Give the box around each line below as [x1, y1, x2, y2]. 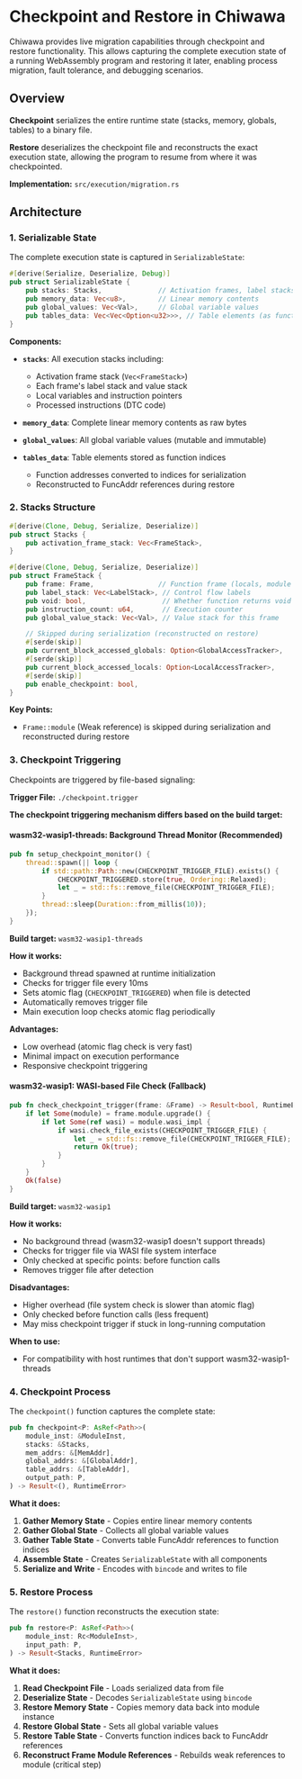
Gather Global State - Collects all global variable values [22, 1524, 229, 1536]
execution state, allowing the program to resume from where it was [9, 151, 258, 162]
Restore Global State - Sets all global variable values [22, 1720, 218, 1731]
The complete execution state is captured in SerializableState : [9, 252, 245, 263]
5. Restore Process [9, 1585, 93, 1598]
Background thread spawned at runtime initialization [22, 968, 216, 979]
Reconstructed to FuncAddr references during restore [35, 479, 235, 490]
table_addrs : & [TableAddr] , [25, 1465, 130, 1474]
